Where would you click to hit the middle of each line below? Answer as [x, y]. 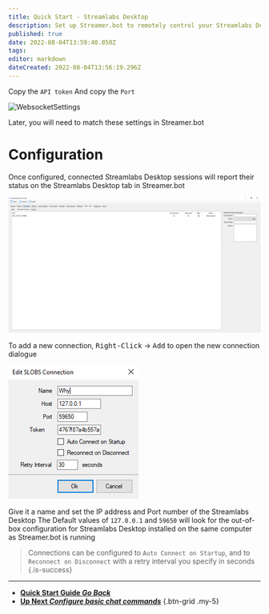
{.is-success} [50, 570]
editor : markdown [37, 59]
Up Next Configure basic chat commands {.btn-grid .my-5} [119, 601]
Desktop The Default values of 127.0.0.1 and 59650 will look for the [119, 520]
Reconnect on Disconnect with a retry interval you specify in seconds [141, 561]
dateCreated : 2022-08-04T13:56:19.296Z [75, 68]
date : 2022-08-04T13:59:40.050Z [62, 42]
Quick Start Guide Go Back [65, 593]
